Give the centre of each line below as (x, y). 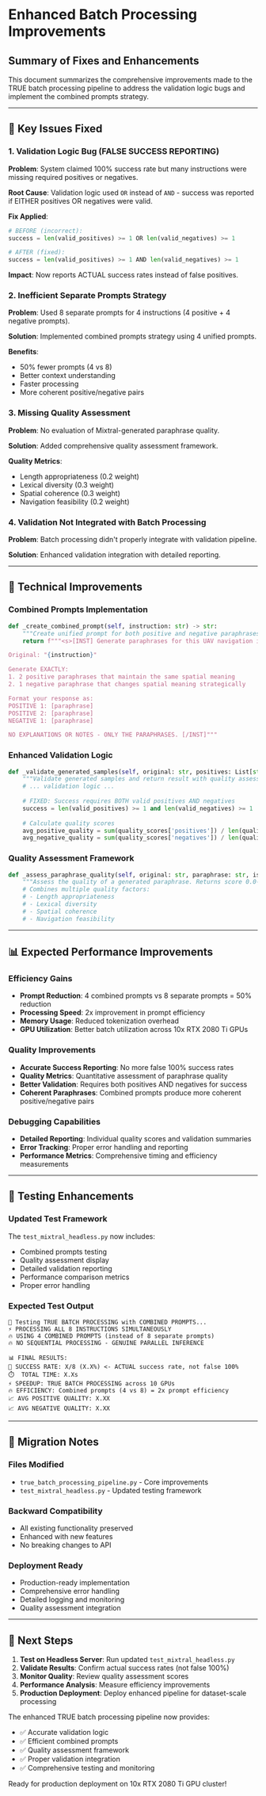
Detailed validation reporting (66, 1268)
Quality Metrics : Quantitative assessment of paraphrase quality (123, 1076)
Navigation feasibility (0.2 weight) (74, 502)
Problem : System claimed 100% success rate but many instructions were (127, 169)
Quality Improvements (52, 1050)
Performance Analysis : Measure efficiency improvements (115, 1685)
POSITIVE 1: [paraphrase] (51, 706)
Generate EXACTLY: (38, 670)
